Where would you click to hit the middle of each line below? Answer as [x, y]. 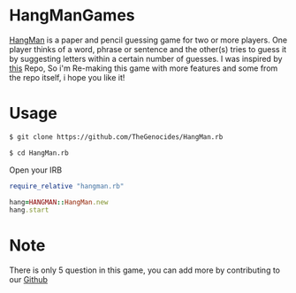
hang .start [29, 210]
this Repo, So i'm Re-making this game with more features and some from [144, 68]
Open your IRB [36, 170]
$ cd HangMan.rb [39, 153]
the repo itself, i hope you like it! [67, 77]
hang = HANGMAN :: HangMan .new [59, 202]
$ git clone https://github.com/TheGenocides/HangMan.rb [116, 137]
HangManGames [72, 15]
